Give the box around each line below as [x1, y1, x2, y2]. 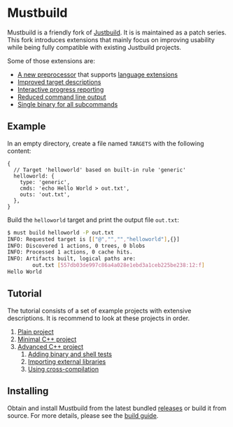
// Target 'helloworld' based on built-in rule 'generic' [13, 166, 187, 173]
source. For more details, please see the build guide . [7, 411, 159, 419]
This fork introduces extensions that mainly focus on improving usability [7, 35, 215, 44]
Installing [7, 385, 49, 398]
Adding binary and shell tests [27, 350, 112, 358]
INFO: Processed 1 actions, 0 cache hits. [7, 249, 133, 256]
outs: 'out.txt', [20, 191, 71, 198]
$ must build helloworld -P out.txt [7, 229, 114, 236]
